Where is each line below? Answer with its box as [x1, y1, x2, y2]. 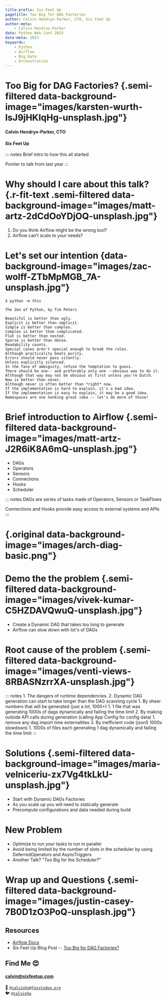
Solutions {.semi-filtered [5, 748, 110, 759]
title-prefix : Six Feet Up [5, 7, 61, 13]
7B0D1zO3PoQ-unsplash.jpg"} [5, 906, 136, 918]
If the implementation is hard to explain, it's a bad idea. [5, 386, 135, 391]
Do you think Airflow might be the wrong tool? [12, 227, 107, 233]
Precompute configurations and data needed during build [12, 807, 131, 813]
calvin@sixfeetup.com [5, 973, 54, 979]
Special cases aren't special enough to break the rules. [5, 347, 128, 352]
